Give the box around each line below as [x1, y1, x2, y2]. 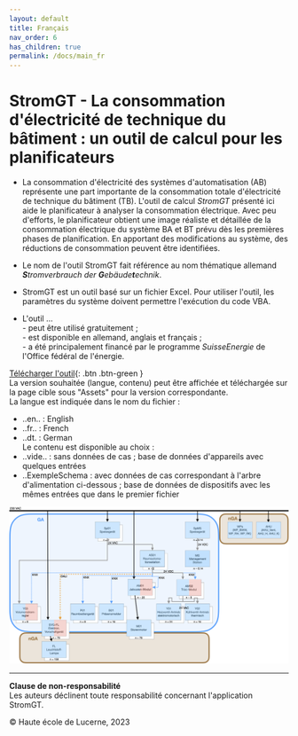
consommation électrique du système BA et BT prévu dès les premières [21, 224, 285, 235]
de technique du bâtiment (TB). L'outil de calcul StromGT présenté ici [21, 196, 275, 207]
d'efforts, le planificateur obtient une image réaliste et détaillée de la [21, 215, 272, 225]
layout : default [9, 14, 69, 23]
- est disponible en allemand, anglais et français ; [21, 333, 202, 343]
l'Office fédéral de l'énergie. [21, 351, 125, 362]
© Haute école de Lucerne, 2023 [9, 716, 130, 727]
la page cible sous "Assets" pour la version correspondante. [9, 387, 229, 398]
